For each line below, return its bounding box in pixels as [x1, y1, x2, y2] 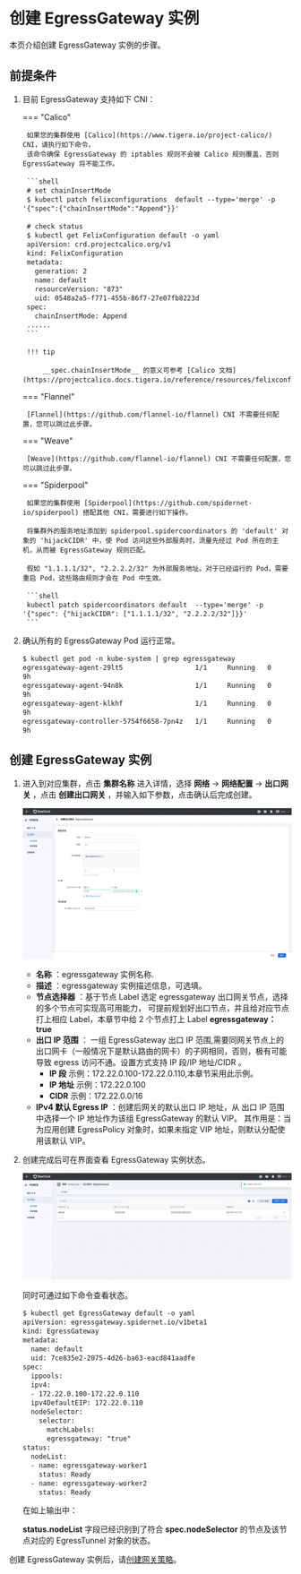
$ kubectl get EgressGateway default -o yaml [21, 1309, 195, 1318]
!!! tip [26, 347, 56, 357]
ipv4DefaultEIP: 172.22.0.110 [30, 1398, 143, 1407]
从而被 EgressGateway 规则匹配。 [35, 546, 150, 555]
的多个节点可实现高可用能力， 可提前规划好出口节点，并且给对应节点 [35, 1002, 289, 1013]
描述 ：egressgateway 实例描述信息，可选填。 [35, 980, 207, 991]
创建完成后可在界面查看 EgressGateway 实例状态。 [21, 1155, 211, 1165]
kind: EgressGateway [21, 1327, 99, 1336]
